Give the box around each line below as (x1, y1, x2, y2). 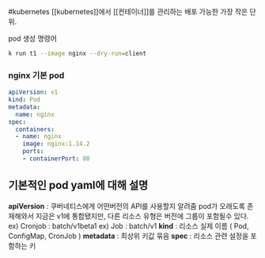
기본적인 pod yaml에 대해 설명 (8, 179, 149, 192)
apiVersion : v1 (8, 88, 59, 97)
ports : (22, 148, 44, 156)
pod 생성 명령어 (8, 34, 57, 43)
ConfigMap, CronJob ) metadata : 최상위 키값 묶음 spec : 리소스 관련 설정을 (8, 231, 249, 241)
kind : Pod (8, 96, 41, 104)
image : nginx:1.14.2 (22, 140, 90, 148)
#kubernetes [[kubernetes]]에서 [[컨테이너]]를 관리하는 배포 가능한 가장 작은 (8, 7, 248, 16)
